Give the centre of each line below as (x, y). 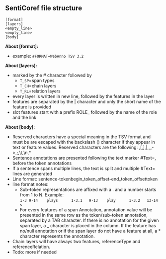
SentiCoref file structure (44, 8)
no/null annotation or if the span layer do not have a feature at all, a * (90, 231)
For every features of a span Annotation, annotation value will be (86, 210)
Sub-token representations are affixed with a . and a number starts (88, 189)
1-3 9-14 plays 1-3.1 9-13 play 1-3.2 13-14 (89, 200)
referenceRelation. (31, 247)
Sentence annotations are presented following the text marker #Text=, (84, 158)
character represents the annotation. (57, 236)
